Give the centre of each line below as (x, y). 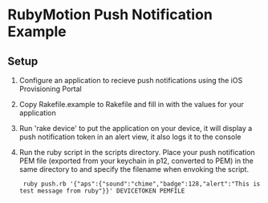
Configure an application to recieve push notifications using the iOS (131, 80)
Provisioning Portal (50, 89)
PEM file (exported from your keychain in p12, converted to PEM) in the (136, 161)
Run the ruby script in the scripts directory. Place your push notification (137, 152)
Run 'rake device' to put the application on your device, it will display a (136, 128)
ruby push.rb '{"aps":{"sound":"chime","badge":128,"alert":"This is (142, 184)
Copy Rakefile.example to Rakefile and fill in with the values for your (131, 104)
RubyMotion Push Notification (110, 15)
